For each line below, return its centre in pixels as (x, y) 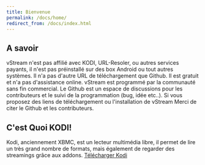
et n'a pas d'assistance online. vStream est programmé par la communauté (101, 82)
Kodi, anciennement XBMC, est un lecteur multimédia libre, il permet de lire (101, 142)
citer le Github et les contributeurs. (50, 108)
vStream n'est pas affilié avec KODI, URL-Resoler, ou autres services (93, 63)
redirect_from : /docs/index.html (49, 23)
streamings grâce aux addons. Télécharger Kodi (67, 155)
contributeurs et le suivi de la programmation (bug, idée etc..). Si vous (94, 95)
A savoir (22, 48)
